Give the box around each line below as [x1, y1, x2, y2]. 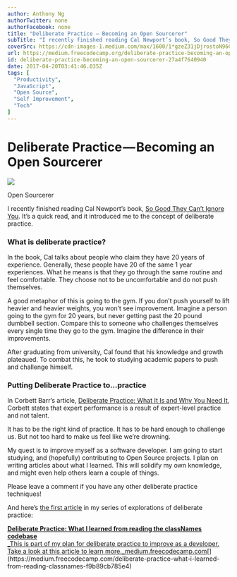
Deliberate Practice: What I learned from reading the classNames [7, 525, 202, 533]
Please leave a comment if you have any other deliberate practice [7, 482, 198, 491]
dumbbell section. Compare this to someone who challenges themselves [7, 319, 219, 327]
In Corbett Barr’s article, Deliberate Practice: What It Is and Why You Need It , [7, 396, 230, 405]
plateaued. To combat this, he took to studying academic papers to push [7, 355, 219, 363]
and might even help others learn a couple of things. [7, 468, 159, 477]
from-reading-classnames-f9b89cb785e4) [7, 562, 132, 571]
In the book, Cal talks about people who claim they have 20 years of [7, 253, 205, 261]
